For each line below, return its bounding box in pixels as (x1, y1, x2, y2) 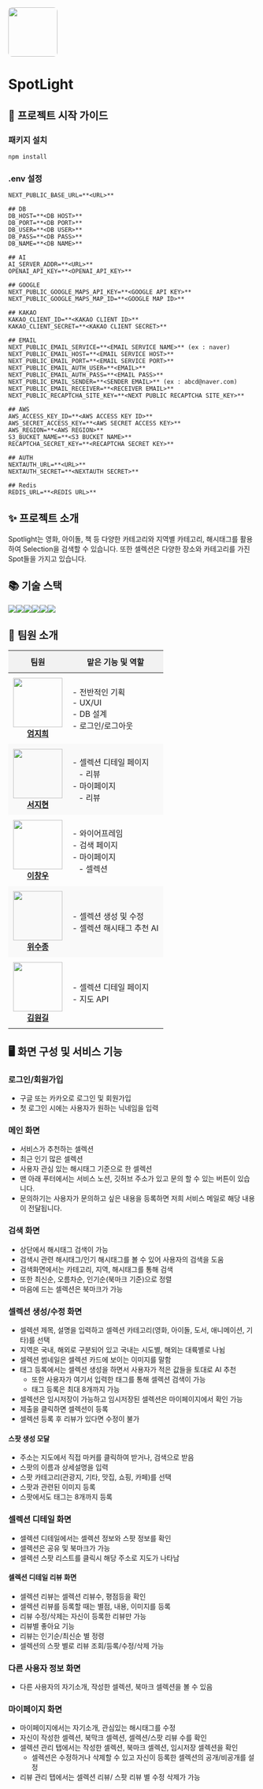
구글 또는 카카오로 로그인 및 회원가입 (19, 1093, 131, 1103)
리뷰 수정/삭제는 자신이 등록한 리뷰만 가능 (19, 1611, 147, 1621)
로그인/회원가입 (8, 1074, 64, 1085)
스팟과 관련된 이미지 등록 (19, 1483, 96, 1492)
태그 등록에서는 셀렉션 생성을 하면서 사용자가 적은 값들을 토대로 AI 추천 (19, 1365, 236, 1375)
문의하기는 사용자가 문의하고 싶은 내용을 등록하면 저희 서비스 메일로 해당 (19, 1194, 241, 1203)
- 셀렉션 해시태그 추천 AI (72, 923, 159, 934)
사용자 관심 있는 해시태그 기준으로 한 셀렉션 (19, 1164, 153, 1174)
